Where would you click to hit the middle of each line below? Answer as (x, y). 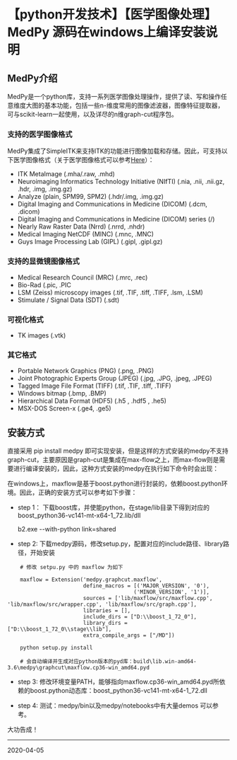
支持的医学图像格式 (40, 134)
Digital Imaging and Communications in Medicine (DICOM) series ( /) (116, 219)
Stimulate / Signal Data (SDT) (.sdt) (68, 300)
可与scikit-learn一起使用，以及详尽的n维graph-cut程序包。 (93, 114)
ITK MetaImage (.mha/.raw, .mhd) (66, 174)
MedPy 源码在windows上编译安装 (107, 32)
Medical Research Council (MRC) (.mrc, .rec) (83, 277)
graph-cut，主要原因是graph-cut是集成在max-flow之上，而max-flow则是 (113, 460)
